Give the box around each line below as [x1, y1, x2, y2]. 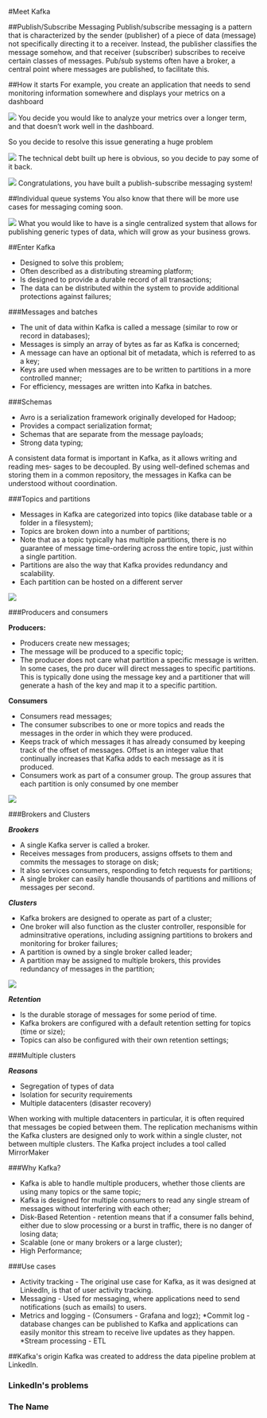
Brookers [8, 825, 40, 834]
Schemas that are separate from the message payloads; [19, 430, 204, 438]
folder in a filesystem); [19, 518, 94, 528]
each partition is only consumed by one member [19, 779, 179, 789]
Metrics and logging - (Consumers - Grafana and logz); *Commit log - [19, 1311, 250, 1320]
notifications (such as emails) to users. [19, 1303, 147, 1311]
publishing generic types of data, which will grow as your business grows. [8, 227, 251, 236]
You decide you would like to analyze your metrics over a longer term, [17, 113, 247, 123]
